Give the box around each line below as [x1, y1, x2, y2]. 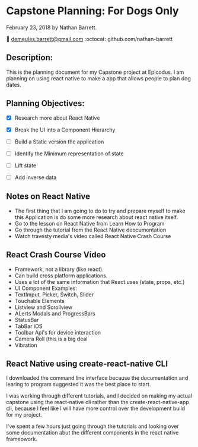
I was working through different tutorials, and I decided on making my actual [6, 392, 193, 399]
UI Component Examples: [14, 285, 77, 292]
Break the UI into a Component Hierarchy [14, 126, 116, 133]
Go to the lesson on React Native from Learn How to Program [14, 220, 165, 227]
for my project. [6, 411, 43, 418]
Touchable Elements [14, 297, 65, 304]
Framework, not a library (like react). [14, 265, 104, 273]
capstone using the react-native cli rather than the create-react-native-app [6, 399, 190, 406]
